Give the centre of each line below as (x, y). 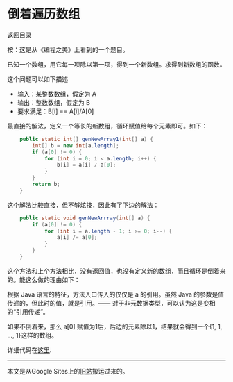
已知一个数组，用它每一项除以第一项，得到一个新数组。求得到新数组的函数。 (116, 64)
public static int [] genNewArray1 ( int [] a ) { (87, 139)
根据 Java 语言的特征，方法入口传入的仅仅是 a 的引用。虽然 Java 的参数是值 (116, 294)
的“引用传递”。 (28, 312)
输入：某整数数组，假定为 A (57, 94)
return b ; (46, 185)
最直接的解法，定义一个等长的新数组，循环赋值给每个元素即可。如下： (107, 126)
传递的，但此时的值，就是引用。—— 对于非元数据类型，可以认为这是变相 (111, 303)
